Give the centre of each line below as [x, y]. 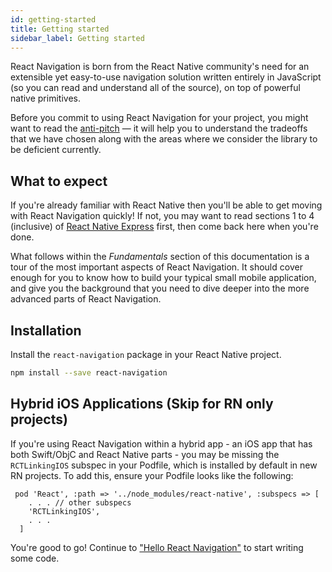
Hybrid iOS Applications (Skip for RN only [142, 404]
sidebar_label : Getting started [77, 38]
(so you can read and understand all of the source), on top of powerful [155, 88]
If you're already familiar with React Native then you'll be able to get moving [166, 205]
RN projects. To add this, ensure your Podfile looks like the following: [152, 475]
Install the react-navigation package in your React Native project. [146, 354]
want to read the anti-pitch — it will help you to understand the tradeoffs [159, 128]
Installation [46, 330]
